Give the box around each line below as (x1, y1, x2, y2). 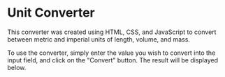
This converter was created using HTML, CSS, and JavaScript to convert (7, 28, 217, 36)
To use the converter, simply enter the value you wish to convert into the (7, 49, 216, 57)
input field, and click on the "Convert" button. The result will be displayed (7, 55, 219, 64)
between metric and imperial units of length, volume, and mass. (7, 35, 191, 43)
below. (7, 63, 27, 71)
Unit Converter (7, 5, 96, 21)
